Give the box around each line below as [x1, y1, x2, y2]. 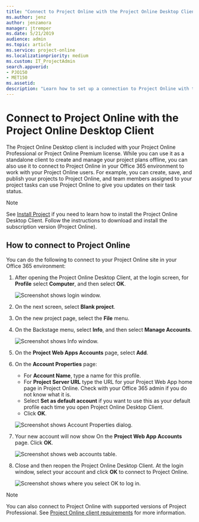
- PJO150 [6, 69, 28, 75]
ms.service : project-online [6, 47, 76, 53]
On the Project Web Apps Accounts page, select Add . [14, 349, 149, 356]
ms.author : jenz [6, 14, 46, 20]
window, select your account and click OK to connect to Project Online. [14, 468, 189, 475]
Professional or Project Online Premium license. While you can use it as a [6, 149, 185, 157]
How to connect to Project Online [6, 241, 130, 251]
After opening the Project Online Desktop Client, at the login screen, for [14, 274, 189, 281]
